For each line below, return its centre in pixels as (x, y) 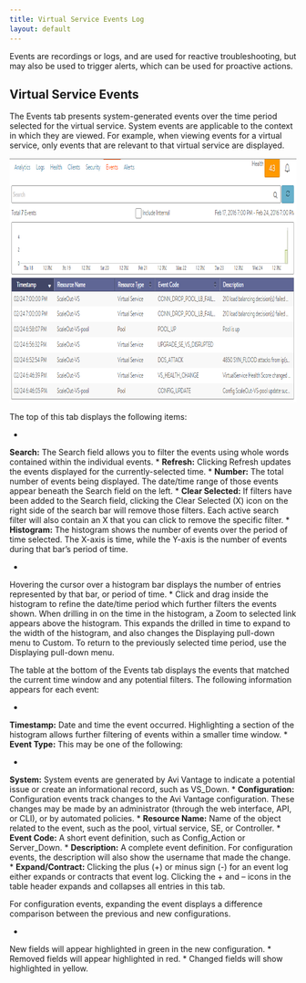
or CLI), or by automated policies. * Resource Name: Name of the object (145, 819)
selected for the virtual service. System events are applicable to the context (151, 126)
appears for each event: (55, 690)
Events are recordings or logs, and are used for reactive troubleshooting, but (153, 56)
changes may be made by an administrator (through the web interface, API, (151, 809)
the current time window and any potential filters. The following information (151, 680)
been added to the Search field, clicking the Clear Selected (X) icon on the (149, 501)
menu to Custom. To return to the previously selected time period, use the (148, 643)
